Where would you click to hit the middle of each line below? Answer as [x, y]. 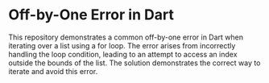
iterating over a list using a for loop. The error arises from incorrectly [122, 45]
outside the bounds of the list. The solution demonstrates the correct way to [134, 63]
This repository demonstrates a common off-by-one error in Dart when [126, 37]
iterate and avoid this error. [53, 71]
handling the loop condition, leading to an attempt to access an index [123, 54]
